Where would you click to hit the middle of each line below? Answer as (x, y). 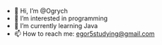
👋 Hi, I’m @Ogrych (41, 11)
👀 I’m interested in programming (61, 18)
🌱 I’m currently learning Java (56, 26)
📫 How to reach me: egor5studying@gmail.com (84, 34)
